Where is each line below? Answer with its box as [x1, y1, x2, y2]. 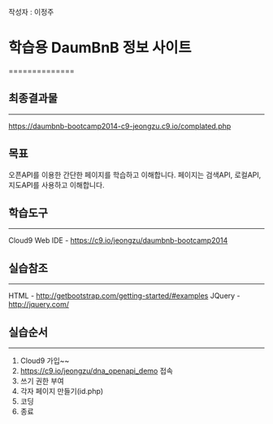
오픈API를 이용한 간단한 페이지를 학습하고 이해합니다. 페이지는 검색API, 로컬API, [8, 170, 262, 180]
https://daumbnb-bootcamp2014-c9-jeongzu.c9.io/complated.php [8, 121, 232, 131]
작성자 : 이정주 [8, 7, 54, 16]
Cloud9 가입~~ [19, 356, 70, 366]
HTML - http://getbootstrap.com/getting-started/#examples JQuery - [8, 291, 241, 301]
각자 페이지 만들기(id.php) [19, 387, 104, 396]
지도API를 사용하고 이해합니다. [8, 180, 105, 189]
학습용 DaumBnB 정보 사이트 [8, 39, 192, 57]
